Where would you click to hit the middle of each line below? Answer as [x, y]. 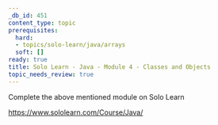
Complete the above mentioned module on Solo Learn [96, 97]
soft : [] [30, 52]
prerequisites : [33, 30]
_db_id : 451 [28, 15]
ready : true [28, 60]
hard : [25, 38]
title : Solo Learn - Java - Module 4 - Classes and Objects [110, 67]
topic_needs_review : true [51, 74]
